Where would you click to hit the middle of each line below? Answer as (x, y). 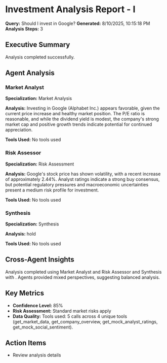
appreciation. (19, 130)
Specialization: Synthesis (32, 224)
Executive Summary (38, 45)
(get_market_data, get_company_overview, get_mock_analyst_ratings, (85, 321)
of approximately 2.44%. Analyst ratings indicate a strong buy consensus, (82, 179)
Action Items (26, 343)
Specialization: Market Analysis (39, 98)
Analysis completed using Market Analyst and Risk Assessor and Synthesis (83, 272)
